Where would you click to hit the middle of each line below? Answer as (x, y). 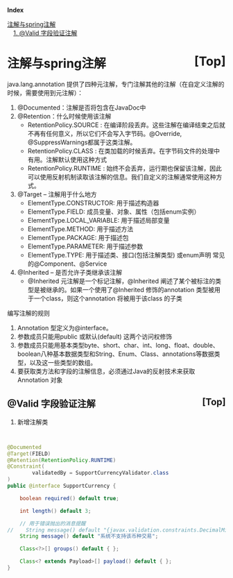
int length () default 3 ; (55, 511)
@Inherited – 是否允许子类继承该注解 (70, 272)
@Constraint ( (26, 467)
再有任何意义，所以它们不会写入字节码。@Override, (108, 133)
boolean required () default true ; (69, 498)
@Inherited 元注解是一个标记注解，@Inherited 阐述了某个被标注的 (121, 281)
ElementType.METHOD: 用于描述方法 (80, 229)
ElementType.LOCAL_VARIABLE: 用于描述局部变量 (98, 220)
